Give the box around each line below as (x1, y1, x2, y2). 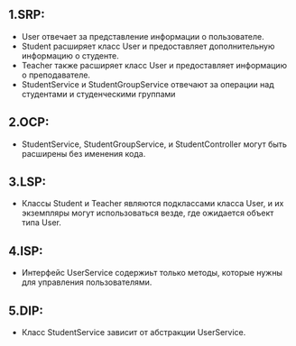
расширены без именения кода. (21, 148, 146, 159)
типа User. (21, 217, 62, 228)
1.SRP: (8, 7, 46, 23)
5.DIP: (8, 303, 44, 318)
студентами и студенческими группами (21, 88, 176, 99)
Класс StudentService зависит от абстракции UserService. (21, 327, 246, 338)
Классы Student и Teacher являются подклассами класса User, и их (21, 198, 284, 209)
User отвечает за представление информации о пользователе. (21, 31, 265, 41)
